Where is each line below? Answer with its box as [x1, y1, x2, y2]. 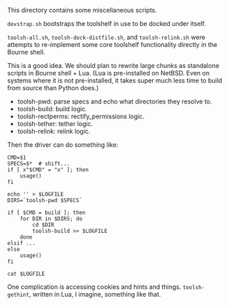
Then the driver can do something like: [7, 141, 119, 149]
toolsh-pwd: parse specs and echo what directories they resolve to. [17, 97, 212, 106]
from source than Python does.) [7, 84, 99, 92]
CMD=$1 [7, 154, 27, 161]
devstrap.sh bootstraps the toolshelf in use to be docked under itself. [7, 20, 206, 27]
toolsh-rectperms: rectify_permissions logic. [17, 112, 145, 120]
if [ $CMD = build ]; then [7, 209, 86, 216]
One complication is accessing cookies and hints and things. [7, 283, 182, 291]
